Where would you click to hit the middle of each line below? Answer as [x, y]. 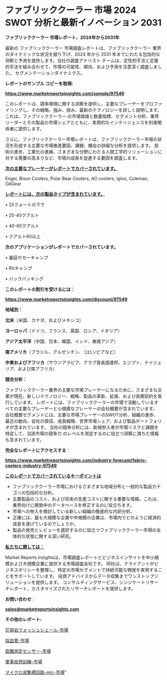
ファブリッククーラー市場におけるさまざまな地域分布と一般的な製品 [82, 486]
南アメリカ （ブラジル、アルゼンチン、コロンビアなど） [62, 352]
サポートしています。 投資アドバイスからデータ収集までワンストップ [84, 576]
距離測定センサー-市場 [28, 651]
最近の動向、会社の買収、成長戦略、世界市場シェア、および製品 [71, 421]
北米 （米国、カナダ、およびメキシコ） [44, 320]
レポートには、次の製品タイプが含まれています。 [55, 194]
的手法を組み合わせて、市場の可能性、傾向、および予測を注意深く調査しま [82, 67]
